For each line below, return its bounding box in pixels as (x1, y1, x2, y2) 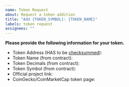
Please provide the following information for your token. (5, 40, 124, 46)
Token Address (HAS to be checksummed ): (12, 50, 102, 56)
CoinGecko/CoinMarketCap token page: (12, 76, 95, 82)
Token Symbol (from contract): (12, 66, 76, 72)
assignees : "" (5, 26, 35, 31)
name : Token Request (5, 7, 49, 13)
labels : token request (5, 21, 53, 27)
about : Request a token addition (5, 12, 75, 17)
